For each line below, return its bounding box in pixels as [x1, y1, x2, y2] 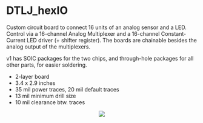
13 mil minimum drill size [15, 92, 76, 99]
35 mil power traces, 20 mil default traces [15, 85, 119, 93]
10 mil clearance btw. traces [15, 98, 85, 106]
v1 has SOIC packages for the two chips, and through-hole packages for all [6, 55, 194, 62]
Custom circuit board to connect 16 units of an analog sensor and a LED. [6, 24, 187, 31]
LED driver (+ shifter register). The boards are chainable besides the [26, 36, 197, 44]
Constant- [161, 30, 187, 37]
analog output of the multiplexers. [6, 43, 91, 50]
